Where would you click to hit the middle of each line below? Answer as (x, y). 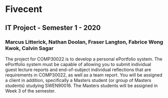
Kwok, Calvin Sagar (29, 48)
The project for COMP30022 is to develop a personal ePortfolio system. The (84, 59)
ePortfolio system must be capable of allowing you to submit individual (78, 64)
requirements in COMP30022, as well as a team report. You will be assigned (84, 75)
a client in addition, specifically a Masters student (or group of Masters (78, 80)
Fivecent (24, 9)
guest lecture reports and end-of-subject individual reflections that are (78, 69)
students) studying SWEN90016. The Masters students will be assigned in (81, 85)
